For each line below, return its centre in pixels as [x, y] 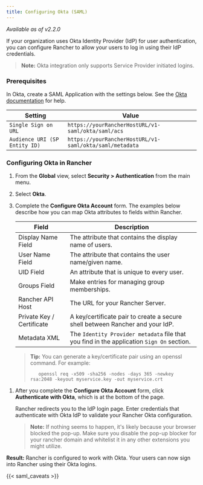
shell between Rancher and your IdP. [122, 324]
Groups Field [36, 286]
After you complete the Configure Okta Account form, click [89, 391]
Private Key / [36, 317]
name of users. [91, 245]
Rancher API [36, 299]
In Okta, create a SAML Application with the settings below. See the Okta [97, 94]
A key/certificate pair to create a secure [126, 317]
